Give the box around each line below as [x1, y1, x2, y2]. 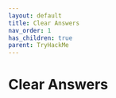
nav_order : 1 [8, 26, 52, 34]
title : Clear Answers [8, 19, 80, 27]
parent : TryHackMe [8, 41, 69, 49]
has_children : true [8, 33, 73, 42]
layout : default [8, 11, 62, 20]
